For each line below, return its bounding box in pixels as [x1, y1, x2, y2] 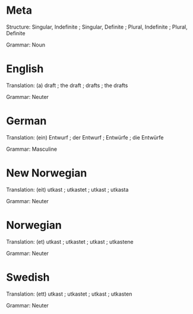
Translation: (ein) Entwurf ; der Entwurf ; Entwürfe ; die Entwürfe [6, 133, 164, 141]
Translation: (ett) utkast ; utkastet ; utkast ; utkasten [6, 290, 132, 297]
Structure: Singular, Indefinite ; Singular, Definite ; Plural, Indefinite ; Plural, [6, 23, 188, 30]
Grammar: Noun [6, 41, 46, 48]
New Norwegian [6, 166, 87, 179]
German [6, 114, 47, 128]
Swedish [6, 271, 50, 284]
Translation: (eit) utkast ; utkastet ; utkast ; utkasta [6, 186, 129, 193]
